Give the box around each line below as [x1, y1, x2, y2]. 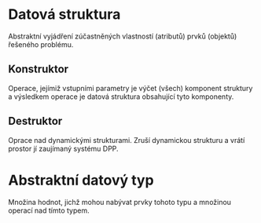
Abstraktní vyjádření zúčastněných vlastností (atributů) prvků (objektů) [8, 31, 237, 41]
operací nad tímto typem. [8, 206, 90, 215]
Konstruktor [8, 63, 69, 76]
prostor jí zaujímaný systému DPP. [8, 144, 119, 153]
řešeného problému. [8, 39, 74, 49]
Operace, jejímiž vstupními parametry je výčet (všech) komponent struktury [8, 83, 253, 93]
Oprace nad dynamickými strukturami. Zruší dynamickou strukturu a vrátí [8, 135, 245, 144]
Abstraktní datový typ [8, 171, 155, 189]
